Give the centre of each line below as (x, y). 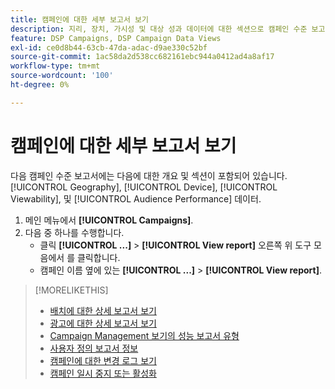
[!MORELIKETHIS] (71, 290)
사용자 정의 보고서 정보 (94, 348)
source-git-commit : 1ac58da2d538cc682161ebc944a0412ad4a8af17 (142, 57)
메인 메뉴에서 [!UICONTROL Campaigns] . (109, 220)
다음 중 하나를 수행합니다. (74, 232)
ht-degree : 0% (40, 85)
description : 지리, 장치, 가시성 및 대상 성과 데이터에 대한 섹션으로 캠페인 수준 (159, 29)
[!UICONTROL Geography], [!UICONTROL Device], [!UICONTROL (144, 187)
